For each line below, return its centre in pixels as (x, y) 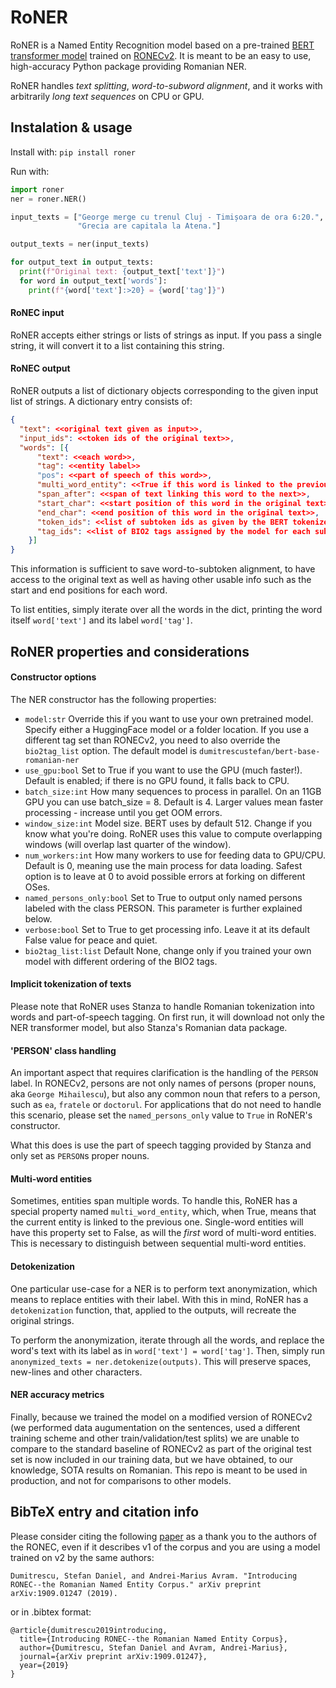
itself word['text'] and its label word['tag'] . (101, 620)
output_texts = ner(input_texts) (80, 244)
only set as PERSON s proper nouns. (80, 1156)
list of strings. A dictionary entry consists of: (101, 402)
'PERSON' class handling (63, 1050)
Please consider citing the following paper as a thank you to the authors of (163, 1536)
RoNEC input (37, 313)
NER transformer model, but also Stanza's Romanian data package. (149, 1027)
